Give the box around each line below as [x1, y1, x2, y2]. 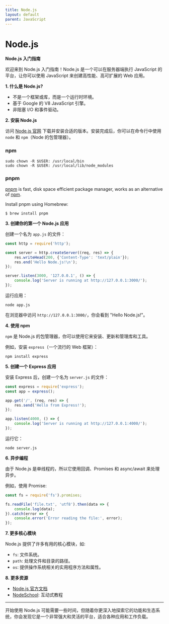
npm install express [5, 354, 49, 359]
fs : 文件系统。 [12, 552, 42, 558]
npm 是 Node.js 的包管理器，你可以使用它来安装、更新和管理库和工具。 [5, 333, 151, 339]
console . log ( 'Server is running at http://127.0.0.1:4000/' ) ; [14, 421, 147, 426]
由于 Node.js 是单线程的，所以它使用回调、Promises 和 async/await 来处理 [5, 465, 160, 472]
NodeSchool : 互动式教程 [12, 592, 63, 598]
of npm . [5, 191, 22, 197]
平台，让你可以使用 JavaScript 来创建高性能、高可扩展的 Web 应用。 [5, 72, 147, 79]
